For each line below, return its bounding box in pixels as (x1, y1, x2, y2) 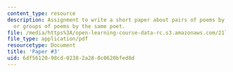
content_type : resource (7, 10, 76, 17)
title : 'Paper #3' (7, 49, 60, 56)
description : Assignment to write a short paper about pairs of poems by (7, 16, 225, 23)
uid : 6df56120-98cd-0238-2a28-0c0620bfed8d (7, 55, 135, 62)
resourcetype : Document (7, 42, 76, 49)
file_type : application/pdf (7, 36, 89, 43)
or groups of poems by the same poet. (13, 23, 126, 29)
